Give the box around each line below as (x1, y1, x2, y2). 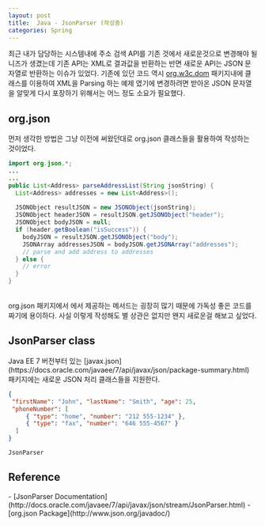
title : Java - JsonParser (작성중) (8, 19, 124, 27)
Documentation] (55, 491, 108, 501)
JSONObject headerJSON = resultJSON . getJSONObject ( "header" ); (15, 211, 225, 219)
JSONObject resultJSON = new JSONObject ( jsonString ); (15, 203, 196, 212)
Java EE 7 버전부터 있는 (8, 356, 83, 365)
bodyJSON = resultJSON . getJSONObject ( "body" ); (22, 233, 179, 241)
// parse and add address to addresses (22, 248, 154, 255)
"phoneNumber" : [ (11, 405, 69, 413)
